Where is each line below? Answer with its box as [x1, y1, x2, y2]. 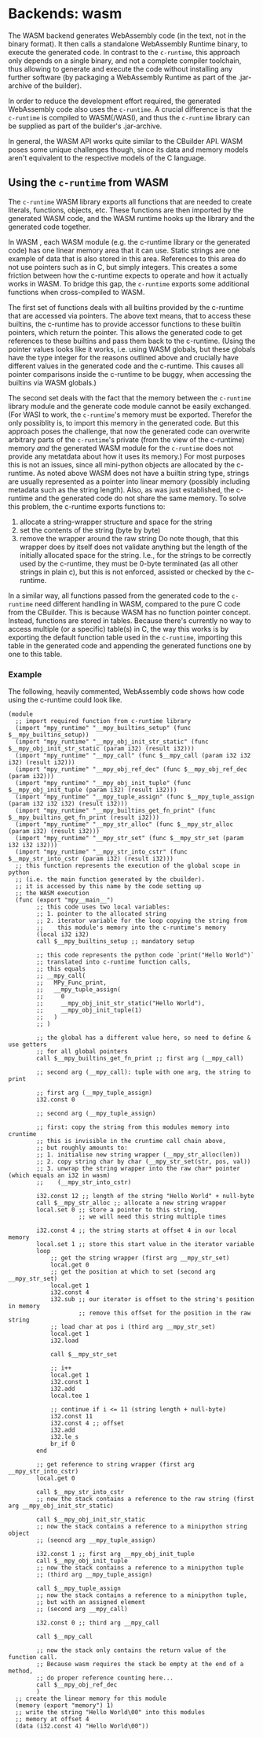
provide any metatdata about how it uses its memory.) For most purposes [8, 452, 246, 461]
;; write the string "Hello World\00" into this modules [15, 1709, 206, 1717]
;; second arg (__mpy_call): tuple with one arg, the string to [36, 1068, 251, 1076]
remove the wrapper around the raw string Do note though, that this [19, 533, 239, 543]
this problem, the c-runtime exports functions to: [8, 501, 166, 511]
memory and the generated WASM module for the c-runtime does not [8, 443, 234, 452]
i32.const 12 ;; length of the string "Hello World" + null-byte [36, 1193, 255, 1200]
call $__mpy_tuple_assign [36, 1584, 122, 1593]
